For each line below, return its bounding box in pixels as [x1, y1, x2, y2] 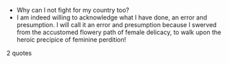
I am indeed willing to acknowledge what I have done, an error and [16, 13, 208, 22]
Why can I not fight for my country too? [16, 6, 129, 14]
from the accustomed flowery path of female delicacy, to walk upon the [16, 28, 222, 36]
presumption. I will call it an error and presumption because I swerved [16, 21, 217, 29]
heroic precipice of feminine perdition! [16, 35, 127, 44]
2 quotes [6, 49, 32, 57]
